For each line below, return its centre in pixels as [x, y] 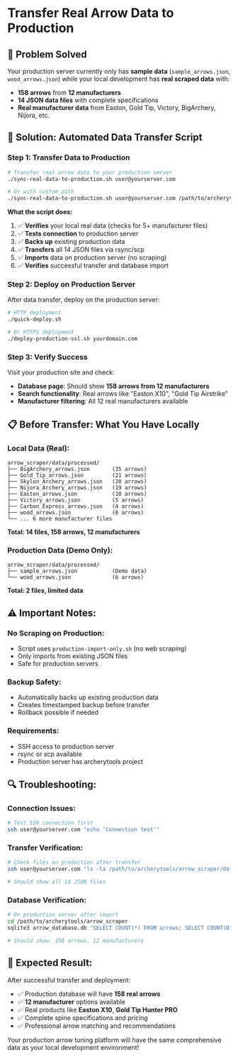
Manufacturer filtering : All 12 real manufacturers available [103, 401]
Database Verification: [47, 900]
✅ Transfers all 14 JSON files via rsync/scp [81, 250]
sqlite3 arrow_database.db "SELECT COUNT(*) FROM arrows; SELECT [106, 928]
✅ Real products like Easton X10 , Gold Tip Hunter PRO [98, 1009]
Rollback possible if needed [58, 713]
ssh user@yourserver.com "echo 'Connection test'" [84, 830]
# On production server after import [63, 915]
